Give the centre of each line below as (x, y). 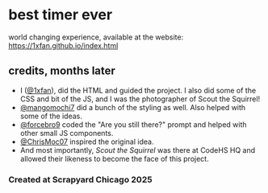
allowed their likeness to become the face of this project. (114, 158)
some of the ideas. (51, 116)
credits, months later (62, 71)
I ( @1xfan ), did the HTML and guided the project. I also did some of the (138, 90)
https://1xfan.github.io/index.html (63, 45)
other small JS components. (67, 133)
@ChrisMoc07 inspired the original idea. (87, 142)
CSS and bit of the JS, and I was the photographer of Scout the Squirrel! (140, 99)
